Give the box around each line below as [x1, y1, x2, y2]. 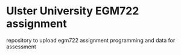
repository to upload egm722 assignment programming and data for [6, 36, 176, 44]
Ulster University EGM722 [6, 4, 139, 18]
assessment [6, 43, 36, 50]
